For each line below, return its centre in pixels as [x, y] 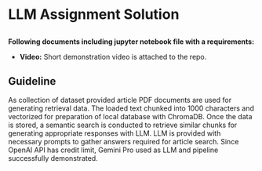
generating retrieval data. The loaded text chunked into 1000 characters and [131, 108]
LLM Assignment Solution [94, 15]
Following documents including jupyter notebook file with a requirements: [131, 42]
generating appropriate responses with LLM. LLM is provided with [115, 133]
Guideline [32, 81]
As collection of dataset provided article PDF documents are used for [120, 100]
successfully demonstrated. [53, 158]
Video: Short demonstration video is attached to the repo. [113, 56]
